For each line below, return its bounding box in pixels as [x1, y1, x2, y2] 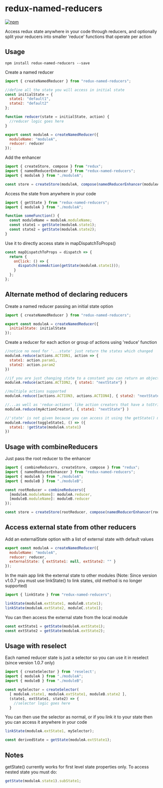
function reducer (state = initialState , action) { [5, 114, 110, 119]
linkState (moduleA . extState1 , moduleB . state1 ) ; [5, 601, 103, 606]
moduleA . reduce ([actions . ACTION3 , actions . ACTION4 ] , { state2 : [5, 394, 136, 398]
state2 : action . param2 [9, 362, 55, 367]
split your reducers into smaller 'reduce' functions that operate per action [5, 34, 152, 39]
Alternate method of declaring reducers [5, 290, 128, 299]
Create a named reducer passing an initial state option [5, 303, 114, 309]
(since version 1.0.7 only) [5, 660, 55, 666]
